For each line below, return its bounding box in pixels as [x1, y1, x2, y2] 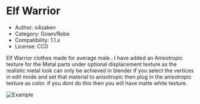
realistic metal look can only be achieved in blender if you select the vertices [6, 67, 194, 74]
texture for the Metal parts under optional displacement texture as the [6, 61, 177, 68]
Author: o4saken [14, 24, 56, 31]
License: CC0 [14, 43, 49, 50]
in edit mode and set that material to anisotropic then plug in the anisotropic [6, 73, 192, 80]
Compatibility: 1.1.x [14, 36, 61, 43]
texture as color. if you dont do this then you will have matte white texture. [6, 79, 187, 87]
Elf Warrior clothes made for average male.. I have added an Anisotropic [6, 54, 183, 61]
